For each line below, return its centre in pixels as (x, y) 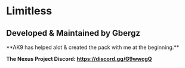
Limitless (29, 11)
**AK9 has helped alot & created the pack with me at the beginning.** (93, 47)
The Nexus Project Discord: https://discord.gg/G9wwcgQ (79, 59)
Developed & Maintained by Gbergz (73, 33)
